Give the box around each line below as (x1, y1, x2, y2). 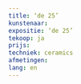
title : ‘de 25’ (8, 11, 59, 20)
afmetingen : (8, 57, 48, 65)
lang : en (8, 64, 38, 72)
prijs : (8, 42, 30, 50)
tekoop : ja (8, 34, 45, 42)
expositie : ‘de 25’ (8, 26, 74, 34)
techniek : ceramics (8, 49, 74, 57)
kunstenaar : (8, 19, 48, 27)
